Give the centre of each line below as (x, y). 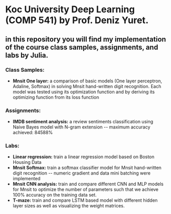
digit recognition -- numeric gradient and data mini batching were (81, 173)
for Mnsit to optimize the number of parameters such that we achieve (86, 189)
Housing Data (27, 162)
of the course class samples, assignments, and (82, 47)
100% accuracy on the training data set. (55, 195)
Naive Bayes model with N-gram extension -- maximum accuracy (81, 127)
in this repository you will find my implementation (86, 39)
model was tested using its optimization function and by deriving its (83, 92)
